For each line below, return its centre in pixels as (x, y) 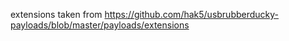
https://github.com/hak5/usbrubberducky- (192, 14)
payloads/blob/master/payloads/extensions (100, 25)
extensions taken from (56, 14)
